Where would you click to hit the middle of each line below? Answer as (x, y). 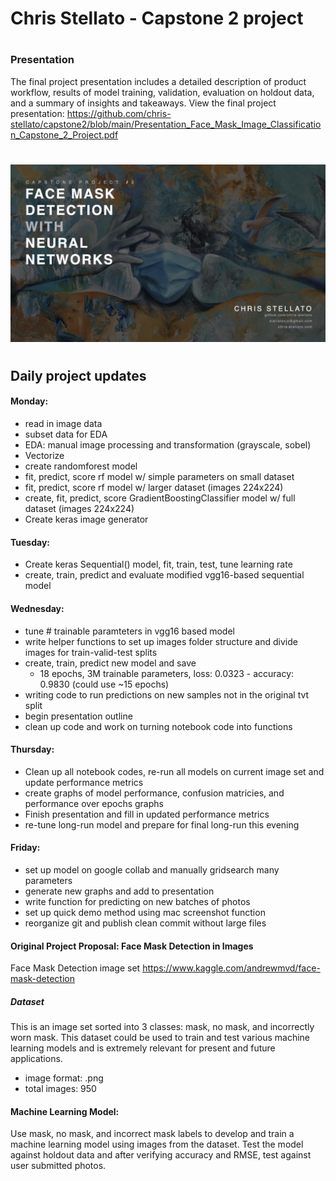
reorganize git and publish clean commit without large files (145, 923)
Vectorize (44, 456)
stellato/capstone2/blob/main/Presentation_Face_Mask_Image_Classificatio (166, 124)
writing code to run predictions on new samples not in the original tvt (167, 694)
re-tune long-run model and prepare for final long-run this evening (162, 824)
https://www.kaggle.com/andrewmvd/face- (231, 968)
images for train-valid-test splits (91, 652)
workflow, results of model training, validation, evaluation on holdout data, (162, 92)
